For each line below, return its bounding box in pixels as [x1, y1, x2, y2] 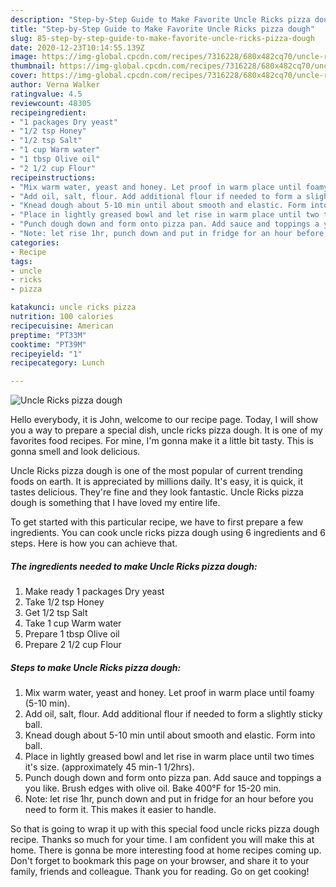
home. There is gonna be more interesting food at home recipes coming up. [10, 844, 322, 856]
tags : [10, 256, 33, 266]
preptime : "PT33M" [10, 330, 87, 340]
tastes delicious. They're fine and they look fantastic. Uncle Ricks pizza [10, 486, 304, 498]
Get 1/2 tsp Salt [24, 607, 88, 619]
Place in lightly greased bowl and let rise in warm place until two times [24, 751, 315, 763]
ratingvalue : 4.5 [10, 89, 83, 99]
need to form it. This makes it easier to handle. [24, 804, 217, 816]
